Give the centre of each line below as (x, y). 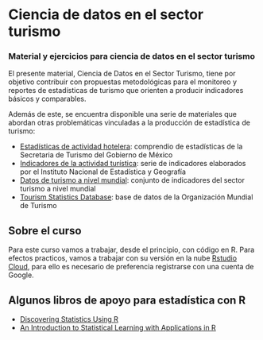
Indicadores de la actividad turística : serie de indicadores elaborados (133, 164)
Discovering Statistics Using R (69, 319)
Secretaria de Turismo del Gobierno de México (96, 155)
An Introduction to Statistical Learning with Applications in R (118, 328)
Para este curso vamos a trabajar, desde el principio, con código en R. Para (131, 250)
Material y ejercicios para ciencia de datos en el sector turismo (132, 56)
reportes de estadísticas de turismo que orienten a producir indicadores (126, 91)
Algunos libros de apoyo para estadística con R (127, 300)
